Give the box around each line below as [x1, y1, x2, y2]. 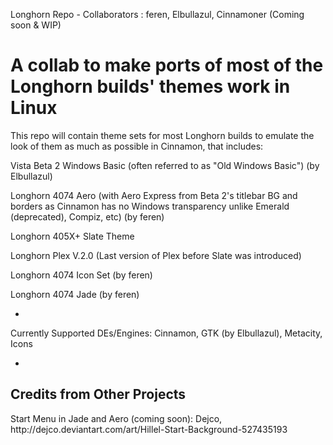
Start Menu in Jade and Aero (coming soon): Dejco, [10, 412, 223, 424]
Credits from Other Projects [10, 386, 187, 403]
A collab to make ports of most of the [10, 54, 324, 77]
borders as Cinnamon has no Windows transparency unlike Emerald [10, 200, 290, 212]
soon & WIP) [10, 19, 62, 31]
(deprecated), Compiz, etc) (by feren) [10, 210, 165, 223]
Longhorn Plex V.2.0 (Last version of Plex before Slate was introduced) [10, 249, 302, 261]
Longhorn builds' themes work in [10, 75, 291, 98]
